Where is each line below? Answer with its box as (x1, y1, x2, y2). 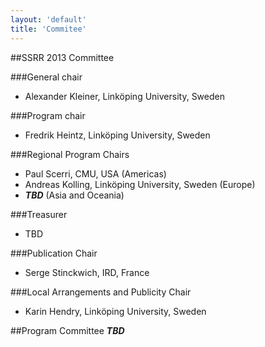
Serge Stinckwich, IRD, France (24, 266, 150, 278)
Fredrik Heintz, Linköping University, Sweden (24, 129, 211, 141)
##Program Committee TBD (10, 324, 125, 336)
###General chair (10, 71, 83, 83)
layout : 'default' (10, 14, 87, 25)
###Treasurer (10, 208, 68, 220)
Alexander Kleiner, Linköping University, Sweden (24, 90, 225, 102)
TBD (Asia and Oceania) (24, 189, 125, 201)
